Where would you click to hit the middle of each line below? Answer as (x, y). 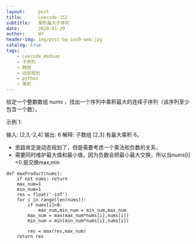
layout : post (28, 12)
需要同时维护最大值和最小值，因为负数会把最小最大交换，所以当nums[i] (102, 155)
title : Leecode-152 (37, 17)
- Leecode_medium (38, 56)
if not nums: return (42, 179)
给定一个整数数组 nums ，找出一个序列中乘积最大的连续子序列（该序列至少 (98, 102)
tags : (13, 51)
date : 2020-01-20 (36, 28)
